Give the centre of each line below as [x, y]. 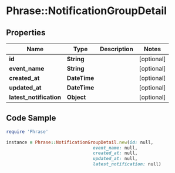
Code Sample [31, 118]
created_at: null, [115, 153]
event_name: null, [115, 148]
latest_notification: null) [127, 164]
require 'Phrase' [27, 132]
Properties [26, 33]
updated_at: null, [115, 159]
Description [116, 49]
